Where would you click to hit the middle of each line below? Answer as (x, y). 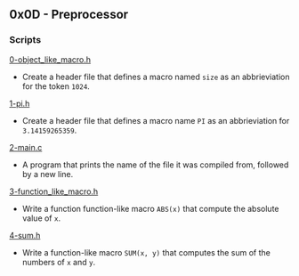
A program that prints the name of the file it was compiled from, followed (155, 165)
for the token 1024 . (56, 86)
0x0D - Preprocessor (69, 15)
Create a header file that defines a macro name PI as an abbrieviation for (156, 120)
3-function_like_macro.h (54, 191)
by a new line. (48, 174)
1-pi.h (20, 103)
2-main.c (26, 147)
